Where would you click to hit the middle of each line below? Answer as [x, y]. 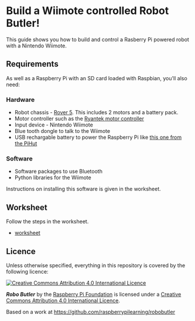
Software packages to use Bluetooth [58, 172]
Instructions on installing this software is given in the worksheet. [83, 189]
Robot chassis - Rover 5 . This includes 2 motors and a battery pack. [96, 112]
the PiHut [26, 144]
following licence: [27, 271]
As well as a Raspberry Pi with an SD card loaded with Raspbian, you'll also [97, 78]
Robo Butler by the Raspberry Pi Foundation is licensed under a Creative [94, 294]
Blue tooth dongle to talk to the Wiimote [62, 131]
